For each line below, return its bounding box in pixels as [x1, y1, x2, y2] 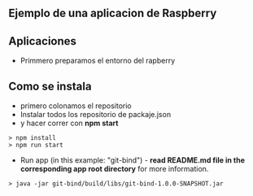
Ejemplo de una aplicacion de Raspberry [8, 7, 217, 20]
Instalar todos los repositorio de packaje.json [20, 110, 172, 120]
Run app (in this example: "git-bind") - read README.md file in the [20, 155, 246, 165]
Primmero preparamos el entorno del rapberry [20, 56, 176, 66]
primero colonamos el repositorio [20, 101, 132, 111]
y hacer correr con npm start [20, 118, 119, 128]
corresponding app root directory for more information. [20, 164, 209, 174]
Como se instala [8, 79, 92, 93]
